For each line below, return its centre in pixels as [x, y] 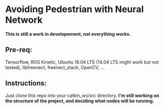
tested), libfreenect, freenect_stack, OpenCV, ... [55, 67]
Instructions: [26, 84]
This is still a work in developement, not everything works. [68, 34]
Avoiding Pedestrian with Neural [75, 9]
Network [24, 20]
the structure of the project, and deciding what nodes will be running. [80, 101]
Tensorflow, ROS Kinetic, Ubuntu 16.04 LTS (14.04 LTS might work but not [82, 62]
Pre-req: [19, 50]
